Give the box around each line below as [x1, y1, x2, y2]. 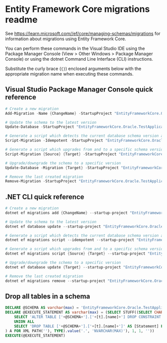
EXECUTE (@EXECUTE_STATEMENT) [5, 333, 66, 338]
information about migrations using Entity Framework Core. [5, 36, 126, 42]
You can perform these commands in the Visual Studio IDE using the [5, 45, 145, 51]
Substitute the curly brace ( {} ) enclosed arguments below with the [5, 66, 142, 72]
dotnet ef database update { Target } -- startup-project [5, 264, 121, 269]
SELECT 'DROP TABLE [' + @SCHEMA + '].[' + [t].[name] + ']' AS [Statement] [14, 324, 159, 329]
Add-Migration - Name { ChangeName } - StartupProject [5, 111, 112, 116]
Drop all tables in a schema [5, 292, 90, 300]
